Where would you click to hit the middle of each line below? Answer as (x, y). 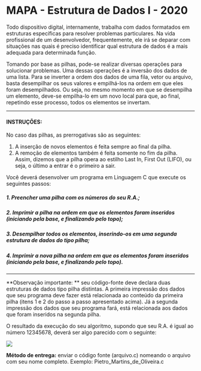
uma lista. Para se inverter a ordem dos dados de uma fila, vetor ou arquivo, (100, 77)
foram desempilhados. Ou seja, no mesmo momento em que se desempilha (99, 89)
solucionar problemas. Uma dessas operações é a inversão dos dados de (97, 70)
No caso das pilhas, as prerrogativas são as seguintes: (74, 135)
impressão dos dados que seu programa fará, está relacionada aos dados (97, 308)
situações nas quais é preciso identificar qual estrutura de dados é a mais (97, 46)
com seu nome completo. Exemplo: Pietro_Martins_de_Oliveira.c (85, 362)
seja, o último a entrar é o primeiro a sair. (65, 166)
